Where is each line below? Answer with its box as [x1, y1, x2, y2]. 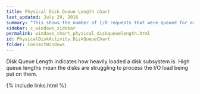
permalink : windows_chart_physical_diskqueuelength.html [6, 31, 151, 37]
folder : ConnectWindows [6, 42, 65, 48]
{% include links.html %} [6, 82, 67, 89]
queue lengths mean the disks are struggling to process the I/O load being [6, 64, 189, 71]
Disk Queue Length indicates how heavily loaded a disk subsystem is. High [6, 57, 190, 65]
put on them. [6, 70, 37, 77]
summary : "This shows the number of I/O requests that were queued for [6, 20, 187, 25]
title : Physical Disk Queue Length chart [6, 8, 111, 15]
